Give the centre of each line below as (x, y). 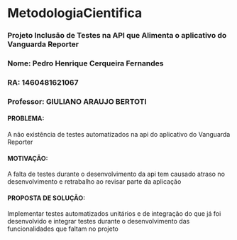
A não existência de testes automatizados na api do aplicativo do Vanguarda (119, 135)
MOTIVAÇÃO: (28, 158)
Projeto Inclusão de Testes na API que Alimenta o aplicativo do (117, 36)
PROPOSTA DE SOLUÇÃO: (46, 198)
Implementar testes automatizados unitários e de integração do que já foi (114, 214)
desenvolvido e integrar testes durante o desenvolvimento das (99, 221)
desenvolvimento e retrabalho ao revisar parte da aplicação (94, 182)
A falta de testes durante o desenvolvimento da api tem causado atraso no (116, 174)
